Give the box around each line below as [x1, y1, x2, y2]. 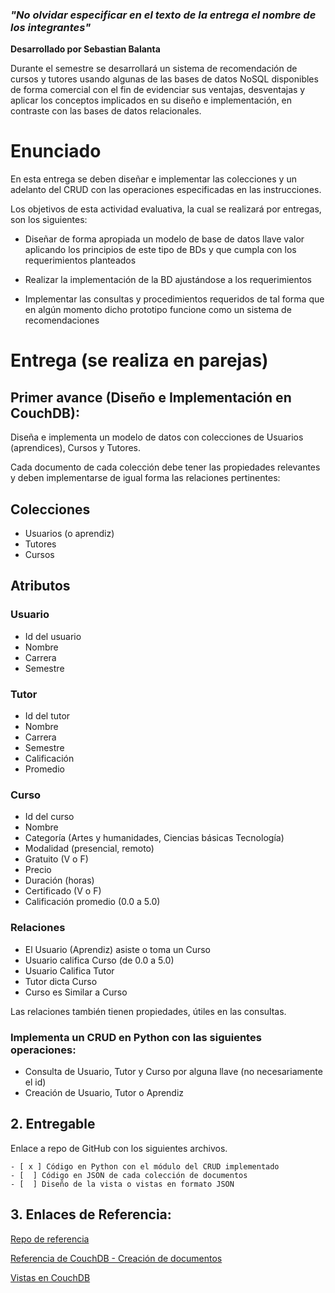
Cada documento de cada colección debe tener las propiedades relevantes [10, 461, 321, 473]
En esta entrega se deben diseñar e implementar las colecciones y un [10, 173, 297, 185]
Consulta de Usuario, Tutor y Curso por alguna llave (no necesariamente [24, 1065, 323, 1077]
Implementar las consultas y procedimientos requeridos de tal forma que [24, 293, 325, 305]
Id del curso [24, 811, 75, 823]
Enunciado [10, 140, 102, 163]
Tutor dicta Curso [24, 975, 98, 987]
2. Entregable [10, 1116, 96, 1133]
